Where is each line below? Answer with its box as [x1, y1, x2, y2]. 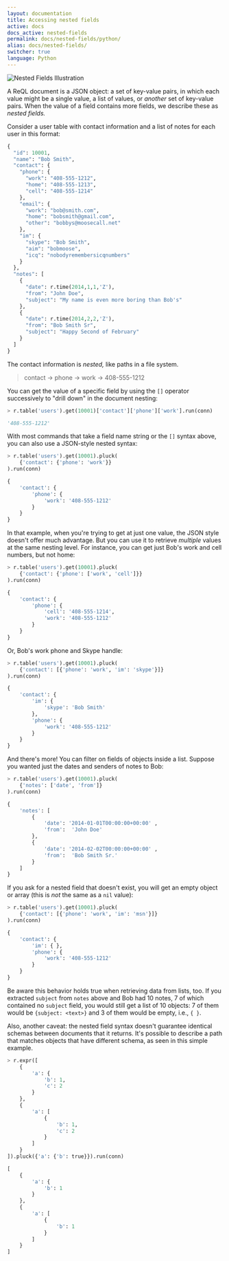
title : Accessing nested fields [7, 17, 99, 23]
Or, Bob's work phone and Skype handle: [7, 646, 123, 654]
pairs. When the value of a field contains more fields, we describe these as [7, 101, 219, 110]
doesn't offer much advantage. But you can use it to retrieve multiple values [7, 536, 221, 544]
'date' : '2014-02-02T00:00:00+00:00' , [43, 845, 158, 852]
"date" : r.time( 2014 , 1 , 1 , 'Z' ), [25, 283, 115, 290]
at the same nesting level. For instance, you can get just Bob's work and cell [7, 543, 222, 552]
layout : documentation [7, 10, 72, 17]
